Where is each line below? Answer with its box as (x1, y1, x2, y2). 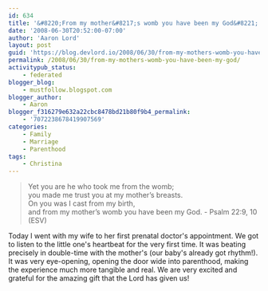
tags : (8, 152, 26, 160)
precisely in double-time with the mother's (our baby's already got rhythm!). (8, 248, 258, 258)
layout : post (8, 41, 52, 49)
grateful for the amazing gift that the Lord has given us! (8, 273, 190, 283)
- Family (22, 130, 52, 138)
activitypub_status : (8, 64, 77, 72)
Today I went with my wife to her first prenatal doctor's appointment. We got (8, 231, 259, 241)
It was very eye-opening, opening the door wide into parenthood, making (8, 257, 249, 266)
